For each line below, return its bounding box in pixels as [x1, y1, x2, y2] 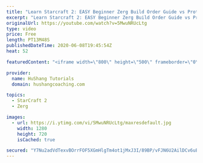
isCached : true [17, 136, 56, 142]
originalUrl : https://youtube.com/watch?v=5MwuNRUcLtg [6, 20, 147, 26]
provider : [6, 70, 31, 76]
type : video [6, 25, 36, 32]
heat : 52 [6, 48, 28, 54]
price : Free [6, 31, 36, 37]
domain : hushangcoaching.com [11, 81, 85, 88]
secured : [6, 147, 28, 154]
